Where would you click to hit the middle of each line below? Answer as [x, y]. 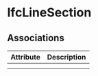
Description [66, 57]
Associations [36, 38]
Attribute [26, 57]
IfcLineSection [49, 13]
